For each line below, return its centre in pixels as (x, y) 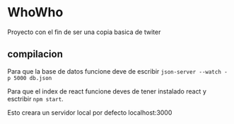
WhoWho (35, 12)
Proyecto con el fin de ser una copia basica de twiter (84, 32)
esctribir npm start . (35, 98)
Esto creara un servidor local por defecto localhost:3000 (90, 112)
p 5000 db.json (30, 78)
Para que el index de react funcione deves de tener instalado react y (107, 91)
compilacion (35, 54)
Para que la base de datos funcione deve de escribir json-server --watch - (117, 71)
